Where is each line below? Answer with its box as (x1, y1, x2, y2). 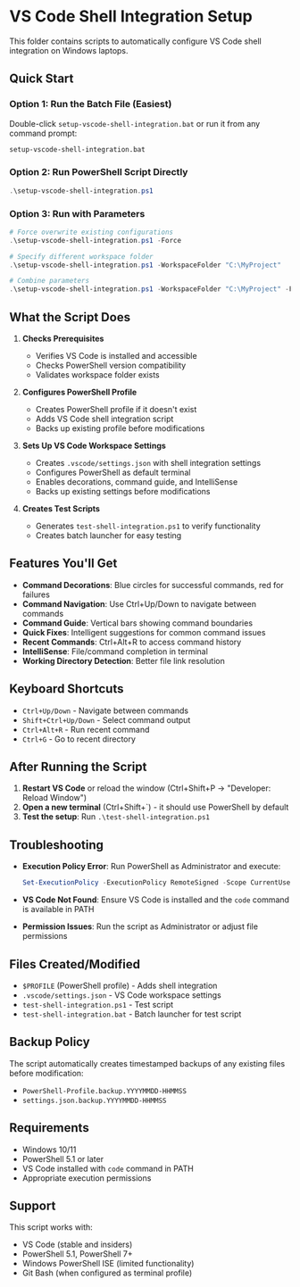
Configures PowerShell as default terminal (35, 467, 191, 478)
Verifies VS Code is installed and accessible (35, 351, 198, 361)
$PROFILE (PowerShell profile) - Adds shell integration (21, 980, 218, 991)
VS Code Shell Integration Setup (9, 6, 253, 27)
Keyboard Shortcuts (9, 681, 124, 697)
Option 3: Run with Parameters (9, 207, 146, 220)
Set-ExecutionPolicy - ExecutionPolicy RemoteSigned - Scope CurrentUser (21, 878, 295, 887)
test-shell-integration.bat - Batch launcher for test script (21, 1009, 242, 1019)
